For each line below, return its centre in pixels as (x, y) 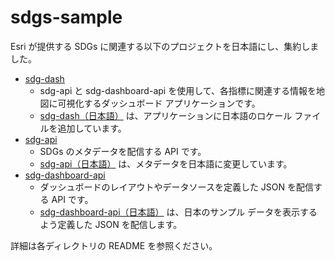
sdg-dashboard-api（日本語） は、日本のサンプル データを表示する (178, 212)
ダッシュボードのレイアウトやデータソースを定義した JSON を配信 (176, 187)
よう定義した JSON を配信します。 (111, 224)
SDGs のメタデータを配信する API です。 (123, 151)
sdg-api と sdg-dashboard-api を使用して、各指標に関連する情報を (178, 90)
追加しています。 (92, 128)
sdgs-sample (66, 17)
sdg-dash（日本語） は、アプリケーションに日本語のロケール (166, 115)
